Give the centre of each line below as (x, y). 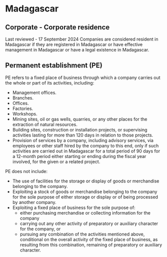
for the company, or (40, 228)
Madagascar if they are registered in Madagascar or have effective (74, 44)
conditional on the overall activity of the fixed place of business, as (89, 239)
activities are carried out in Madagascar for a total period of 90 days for (86, 151)
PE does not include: (26, 171)
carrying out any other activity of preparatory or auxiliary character (89, 223)
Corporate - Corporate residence (57, 27)
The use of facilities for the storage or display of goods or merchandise (86, 181)
